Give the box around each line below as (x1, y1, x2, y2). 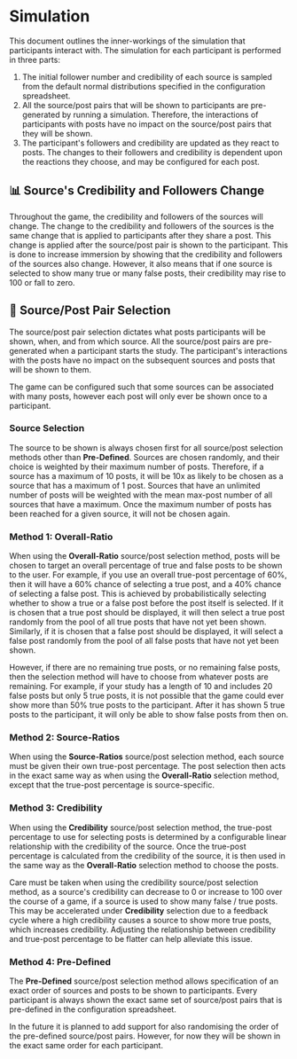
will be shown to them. (9, 364, 91, 374)
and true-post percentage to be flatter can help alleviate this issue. (9, 933, 253, 944)
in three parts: (9, 54, 60, 65)
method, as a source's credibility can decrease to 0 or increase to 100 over (9, 886, 283, 897)
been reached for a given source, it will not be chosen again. (9, 508, 231, 519)
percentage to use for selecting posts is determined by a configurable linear (9, 831, 287, 842)
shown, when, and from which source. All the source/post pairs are (9, 335, 254, 347)
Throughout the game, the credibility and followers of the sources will (9, 211, 263, 222)
